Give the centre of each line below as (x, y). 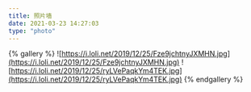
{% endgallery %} (213, 79)
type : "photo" (32, 31)
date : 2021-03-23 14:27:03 (54, 23)
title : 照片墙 (30, 16)
